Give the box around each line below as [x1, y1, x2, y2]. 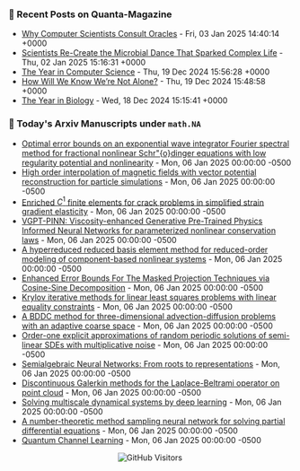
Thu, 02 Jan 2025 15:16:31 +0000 [21, 57, 146, 68]
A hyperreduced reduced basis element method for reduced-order [21, 244, 269, 255]
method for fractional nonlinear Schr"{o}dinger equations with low [21, 147, 267, 158]
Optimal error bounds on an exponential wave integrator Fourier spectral [21, 138, 289, 149]
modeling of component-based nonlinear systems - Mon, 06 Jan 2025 [21, 254, 283, 265]
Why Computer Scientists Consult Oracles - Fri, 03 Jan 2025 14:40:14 [21, 29, 280, 39]
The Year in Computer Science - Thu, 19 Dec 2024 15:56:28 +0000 [21, 66, 270, 77]
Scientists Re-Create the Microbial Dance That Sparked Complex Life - [21, 48, 284, 58]
